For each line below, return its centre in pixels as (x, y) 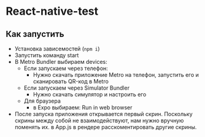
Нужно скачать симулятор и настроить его (90, 94)
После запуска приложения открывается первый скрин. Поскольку (103, 114)
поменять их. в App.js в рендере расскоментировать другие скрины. (106, 127)
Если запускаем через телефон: (66, 68)
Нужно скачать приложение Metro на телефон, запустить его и (116, 75)
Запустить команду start (47, 55)
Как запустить (35, 34)
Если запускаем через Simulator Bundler (77, 88)
